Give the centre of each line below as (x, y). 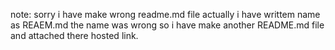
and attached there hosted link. (74, 35)
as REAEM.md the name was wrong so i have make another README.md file (167, 25)
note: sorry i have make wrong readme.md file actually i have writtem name (165, 14)
